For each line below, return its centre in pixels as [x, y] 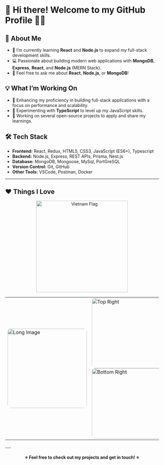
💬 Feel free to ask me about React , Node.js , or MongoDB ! [70, 73]
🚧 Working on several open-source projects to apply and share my [79, 116]
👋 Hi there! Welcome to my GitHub [75, 10]
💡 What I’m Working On [41, 88]
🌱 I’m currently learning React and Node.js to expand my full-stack [80, 50]
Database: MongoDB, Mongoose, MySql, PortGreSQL [66, 161]
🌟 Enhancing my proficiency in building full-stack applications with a [81, 100]
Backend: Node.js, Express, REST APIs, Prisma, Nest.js [68, 156]
